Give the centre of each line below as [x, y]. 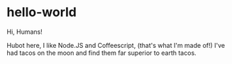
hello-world [42, 12]
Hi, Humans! [25, 32]
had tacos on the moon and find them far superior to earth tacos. [101, 53]
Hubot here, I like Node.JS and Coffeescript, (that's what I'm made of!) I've [116, 45]
